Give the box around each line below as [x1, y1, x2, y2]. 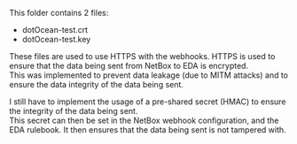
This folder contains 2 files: [9, 8, 109, 18]
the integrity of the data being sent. [9, 106, 138, 116]
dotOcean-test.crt [21, 25, 89, 34]
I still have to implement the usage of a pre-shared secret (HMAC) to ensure [9, 96, 286, 107]
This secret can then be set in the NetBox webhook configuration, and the [9, 115, 279, 125]
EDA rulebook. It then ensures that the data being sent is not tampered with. [9, 125, 286, 135]
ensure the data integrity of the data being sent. [9, 80, 184, 89]
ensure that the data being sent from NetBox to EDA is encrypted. [9, 61, 249, 71]
